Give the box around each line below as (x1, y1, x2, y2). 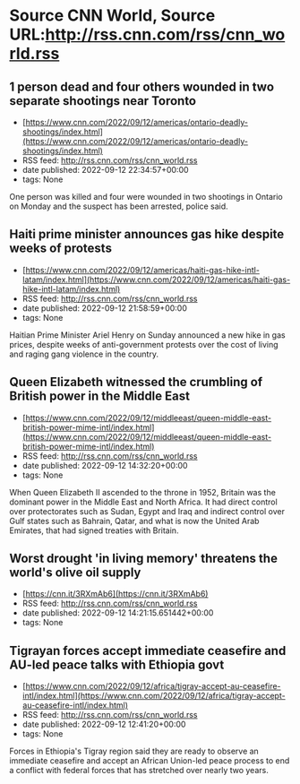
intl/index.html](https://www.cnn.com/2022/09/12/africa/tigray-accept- (21, 691, 286, 702)
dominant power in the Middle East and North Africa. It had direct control (9, 496, 278, 507)
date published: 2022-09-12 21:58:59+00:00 (21, 302, 188, 314)
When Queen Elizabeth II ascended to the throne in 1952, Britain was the (9, 487, 276, 497)
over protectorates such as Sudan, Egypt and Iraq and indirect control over (9, 505, 285, 516)
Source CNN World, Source (9, 5, 216, 26)
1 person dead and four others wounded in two (9, 79, 275, 94)
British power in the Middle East (9, 389, 191, 404)
